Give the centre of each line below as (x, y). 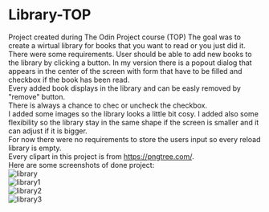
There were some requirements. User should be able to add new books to (130, 54)
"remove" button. (37, 96)
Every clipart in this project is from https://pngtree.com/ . (101, 156)
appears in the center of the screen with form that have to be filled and (125, 71)
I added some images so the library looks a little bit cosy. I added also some (134, 113)
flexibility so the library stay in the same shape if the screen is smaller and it (134, 122)
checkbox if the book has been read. (69, 79)
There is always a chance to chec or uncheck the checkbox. (108, 105)
